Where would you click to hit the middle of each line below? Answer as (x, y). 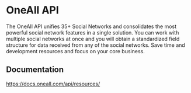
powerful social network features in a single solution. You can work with (93, 32)
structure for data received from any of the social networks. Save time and (95, 45)
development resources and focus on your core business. (75, 51)
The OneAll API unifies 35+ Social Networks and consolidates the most (91, 26)
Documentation (35, 70)
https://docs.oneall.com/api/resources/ (53, 84)
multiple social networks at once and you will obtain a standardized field (93, 39)
